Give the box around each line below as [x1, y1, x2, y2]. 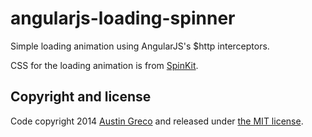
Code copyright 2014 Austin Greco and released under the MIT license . [10, 115, 304, 127]
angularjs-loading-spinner [10, 7, 236, 30]
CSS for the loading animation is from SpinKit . [10, 59, 199, 71]
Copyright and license [10, 88, 152, 106]
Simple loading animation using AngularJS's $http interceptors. [10, 40, 270, 52]
